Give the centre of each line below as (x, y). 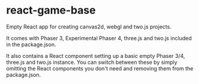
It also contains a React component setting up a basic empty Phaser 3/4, (96, 56)
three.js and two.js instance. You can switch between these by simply (92, 62)
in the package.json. (31, 44)
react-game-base (51, 10)
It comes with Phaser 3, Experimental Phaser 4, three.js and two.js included (99, 38)
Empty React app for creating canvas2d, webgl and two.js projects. (89, 27)
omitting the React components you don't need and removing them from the (100, 68)
